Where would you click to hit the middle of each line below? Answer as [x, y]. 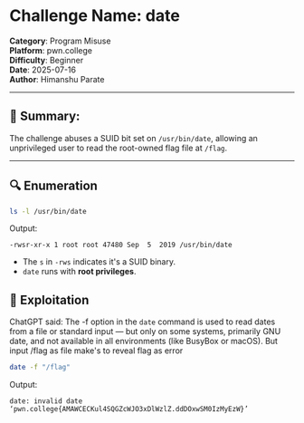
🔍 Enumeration [53, 186]
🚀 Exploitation [49, 300]
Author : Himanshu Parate [57, 79]
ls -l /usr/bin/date [48, 211]
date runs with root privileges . [79, 272]
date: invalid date [46, 401]
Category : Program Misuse [60, 41]
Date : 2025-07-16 [43, 70]
